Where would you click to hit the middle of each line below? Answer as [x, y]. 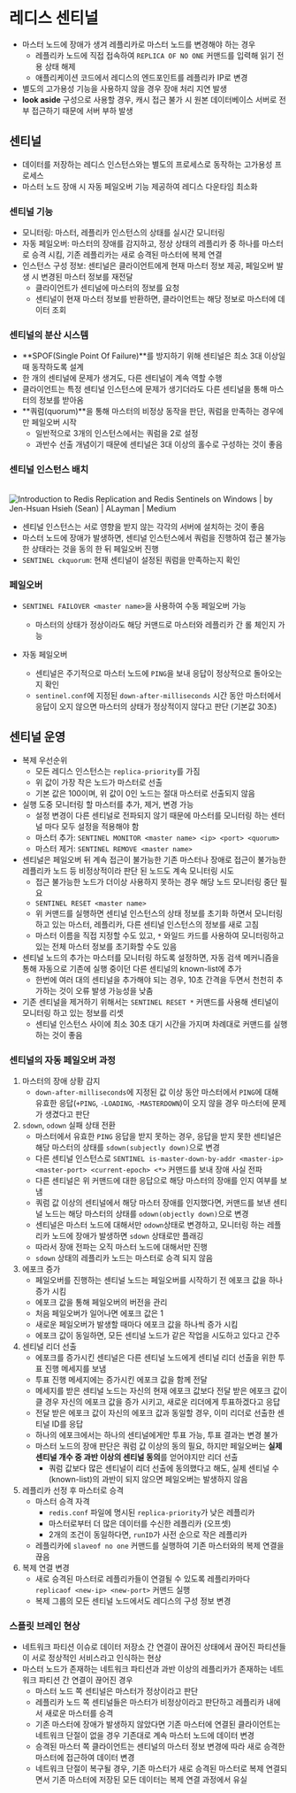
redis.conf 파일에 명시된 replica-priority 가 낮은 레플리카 [152, 1512]
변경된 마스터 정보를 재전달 [87, 277]
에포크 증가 [41, 1269]
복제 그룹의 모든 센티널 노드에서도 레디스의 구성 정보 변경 [133, 1601]
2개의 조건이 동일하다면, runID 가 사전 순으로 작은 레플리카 [148, 1535]
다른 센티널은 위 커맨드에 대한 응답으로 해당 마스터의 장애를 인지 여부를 [156, 1181]
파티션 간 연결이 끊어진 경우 [86, 1680]
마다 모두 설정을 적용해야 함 [92, 826]
